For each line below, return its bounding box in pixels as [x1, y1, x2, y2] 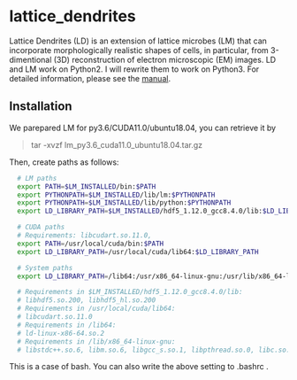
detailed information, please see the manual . [9, 73, 171, 83]
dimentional [9, 54, 52, 65]
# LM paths [17, 174, 57, 182]
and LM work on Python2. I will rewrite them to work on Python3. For [9, 64, 260, 74]
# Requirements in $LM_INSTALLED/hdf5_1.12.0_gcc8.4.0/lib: [17, 288, 243, 297]
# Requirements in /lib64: [17, 321, 117, 330]
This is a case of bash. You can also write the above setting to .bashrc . [9, 361, 269, 372]
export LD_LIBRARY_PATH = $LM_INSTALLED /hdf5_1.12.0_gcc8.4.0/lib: [17, 206, 263, 216]
